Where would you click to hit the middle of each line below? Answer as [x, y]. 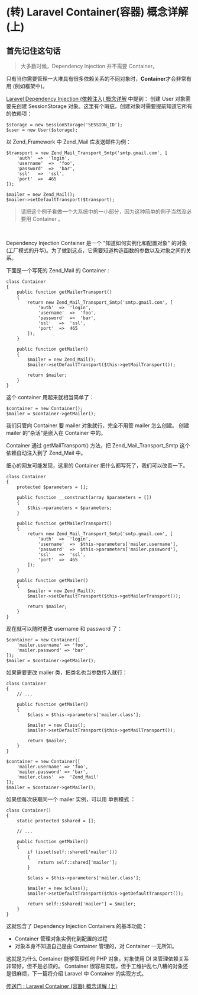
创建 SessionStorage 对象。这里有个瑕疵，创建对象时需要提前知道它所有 [104, 106]
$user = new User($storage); [42, 130]
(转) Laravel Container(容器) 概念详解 [97, 12]
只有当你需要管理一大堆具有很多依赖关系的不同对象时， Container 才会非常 [96, 79]
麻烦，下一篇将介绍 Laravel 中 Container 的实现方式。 [82, 973]
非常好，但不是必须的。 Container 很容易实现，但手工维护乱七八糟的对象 [95, 966]
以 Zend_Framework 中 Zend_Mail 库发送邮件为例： [69, 142]
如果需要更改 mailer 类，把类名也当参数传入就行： [67, 672]
